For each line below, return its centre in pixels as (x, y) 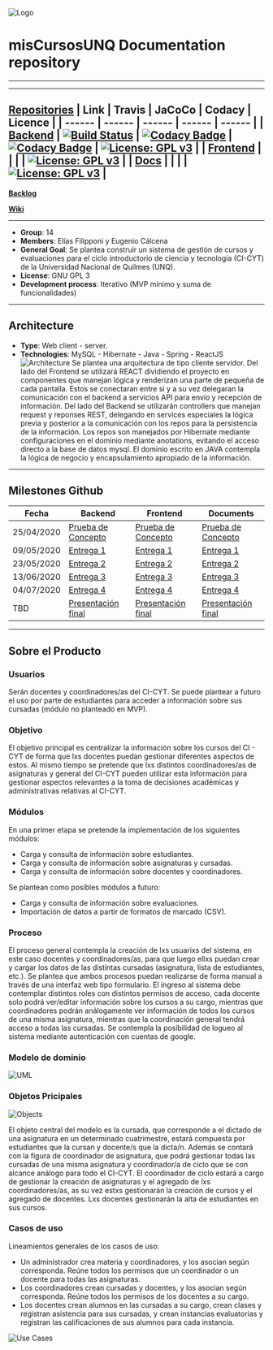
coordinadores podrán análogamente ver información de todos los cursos (132, 1010)
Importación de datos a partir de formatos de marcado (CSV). (123, 911)
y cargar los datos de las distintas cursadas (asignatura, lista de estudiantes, (136, 967)
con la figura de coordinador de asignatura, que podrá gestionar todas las (132, 1155)
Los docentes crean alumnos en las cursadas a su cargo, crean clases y (141, 1305)
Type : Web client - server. (64, 345)
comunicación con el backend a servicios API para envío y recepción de (141, 397)
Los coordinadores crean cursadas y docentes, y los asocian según (133, 1287)
